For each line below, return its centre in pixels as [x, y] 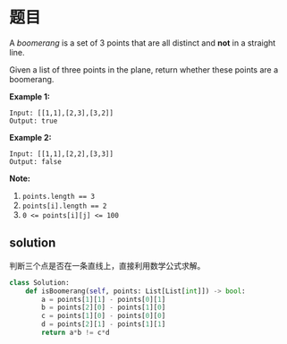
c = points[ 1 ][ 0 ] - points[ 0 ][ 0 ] [104, 316]
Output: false [36, 161]
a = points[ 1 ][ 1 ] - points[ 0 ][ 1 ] [104, 299]
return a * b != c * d [76, 332]
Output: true [34, 121]
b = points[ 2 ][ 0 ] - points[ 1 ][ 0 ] [104, 308]
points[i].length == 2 [64, 206]
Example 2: [30, 137]
